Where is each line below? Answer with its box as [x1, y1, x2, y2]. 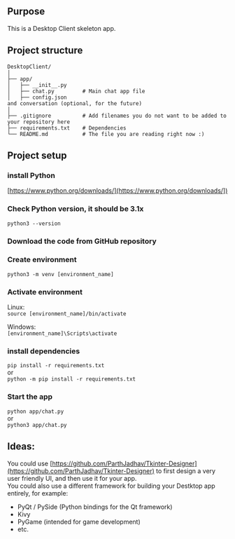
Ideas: [7, 441, 35, 453]
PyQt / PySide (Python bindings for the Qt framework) [17, 503, 173, 511]
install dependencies [7, 346, 80, 356]
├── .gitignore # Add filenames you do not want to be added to [7, 112, 227, 119]
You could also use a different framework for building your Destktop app [7, 482, 215, 490]
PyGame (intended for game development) [17, 517, 141, 526]
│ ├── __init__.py [7, 81, 68, 88]
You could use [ [7, 459, 52, 468]
